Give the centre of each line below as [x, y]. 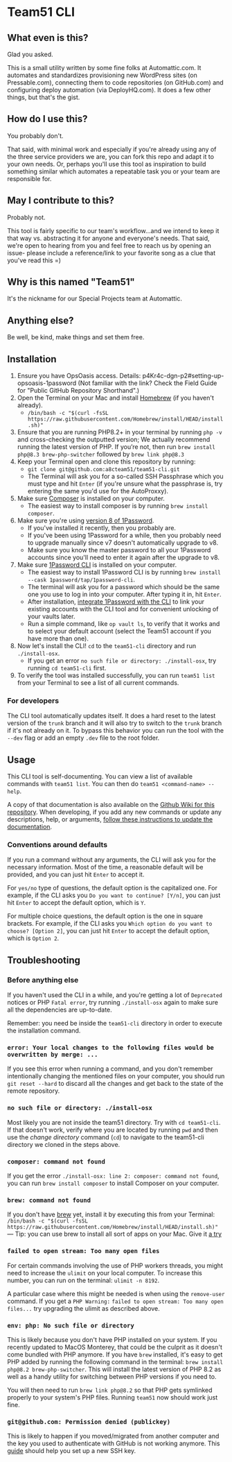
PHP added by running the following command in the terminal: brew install [115, 1361]
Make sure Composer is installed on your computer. [91, 499]
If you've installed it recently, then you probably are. [102, 528]
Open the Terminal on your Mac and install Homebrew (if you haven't [116, 398]
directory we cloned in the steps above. [64, 1144]
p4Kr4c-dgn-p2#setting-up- [183, 376]
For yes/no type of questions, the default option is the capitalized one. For [113, 888]
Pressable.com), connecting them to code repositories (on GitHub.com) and [115, 83]
